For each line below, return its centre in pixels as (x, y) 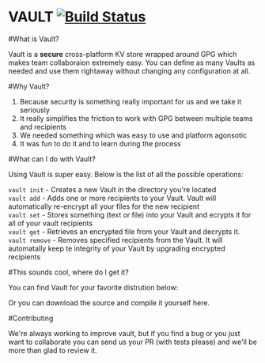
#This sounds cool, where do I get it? (68, 272)
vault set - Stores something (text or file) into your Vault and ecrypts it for (130, 214)
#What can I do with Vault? (52, 159)
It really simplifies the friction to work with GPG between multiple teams (136, 118)
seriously (34, 110)
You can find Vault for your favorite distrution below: (93, 287)
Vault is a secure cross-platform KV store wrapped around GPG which (123, 54)
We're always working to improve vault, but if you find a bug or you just (124, 333)
